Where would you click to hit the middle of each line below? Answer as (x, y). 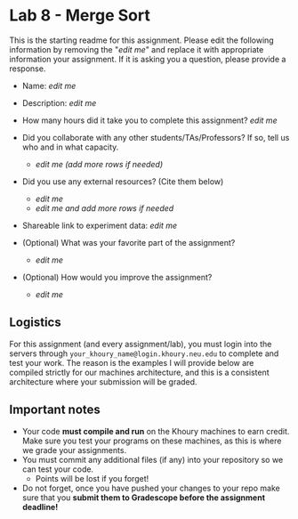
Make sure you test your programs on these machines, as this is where (152, 441)
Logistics (35, 323)
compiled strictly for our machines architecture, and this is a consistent (139, 372)
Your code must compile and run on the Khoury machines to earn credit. (156, 431)
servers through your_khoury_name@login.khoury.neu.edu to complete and (144, 353)
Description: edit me (59, 102)
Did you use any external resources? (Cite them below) (123, 181)
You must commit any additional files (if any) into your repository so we (153, 459)
